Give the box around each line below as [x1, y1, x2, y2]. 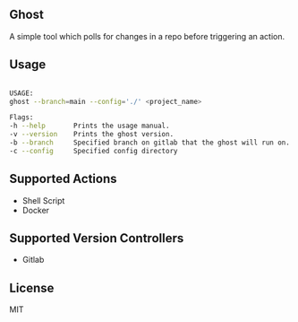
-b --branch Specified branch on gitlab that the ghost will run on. [9, 138, 291, 147]
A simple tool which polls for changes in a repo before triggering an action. [9, 30, 285, 41]
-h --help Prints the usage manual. [9, 121, 170, 131]
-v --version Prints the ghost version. [9, 130, 175, 139]
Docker [21, 205, 50, 215]
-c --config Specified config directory [9, 146, 178, 155]
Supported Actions [9, 171, 117, 187]
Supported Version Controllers [9, 231, 184, 246]
